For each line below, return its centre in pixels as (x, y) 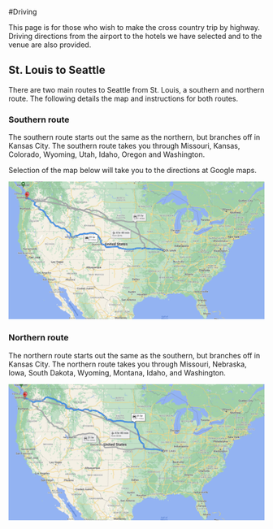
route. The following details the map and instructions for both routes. (123, 98)
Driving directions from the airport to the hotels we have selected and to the (135, 36)
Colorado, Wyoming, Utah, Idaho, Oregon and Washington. (107, 154)
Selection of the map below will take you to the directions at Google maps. (133, 171)
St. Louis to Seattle (57, 70)
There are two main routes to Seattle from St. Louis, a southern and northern (136, 89)
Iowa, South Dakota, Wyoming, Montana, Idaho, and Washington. (117, 372)
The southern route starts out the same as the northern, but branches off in (134, 137)
